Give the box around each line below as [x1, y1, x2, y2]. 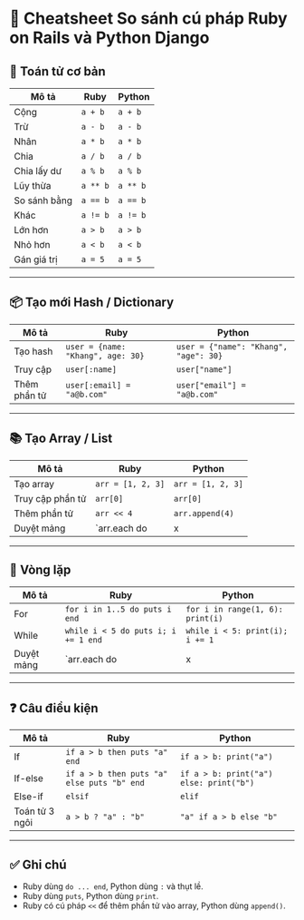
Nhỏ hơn [14, 239, 51, 250]
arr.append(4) [173, 508, 234, 518]
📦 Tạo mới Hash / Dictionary [9, 295, 175, 310]
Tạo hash [14, 345, 53, 357]
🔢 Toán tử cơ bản [9, 64, 106, 79]
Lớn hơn [14, 224, 49, 236]
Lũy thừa [14, 180, 52, 191]
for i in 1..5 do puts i [64, 604, 172, 615]
